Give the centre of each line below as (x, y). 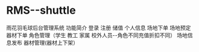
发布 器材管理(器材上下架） (45, 42)
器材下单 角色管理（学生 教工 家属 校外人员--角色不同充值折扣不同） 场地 (97, 35)
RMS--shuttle (41, 10)
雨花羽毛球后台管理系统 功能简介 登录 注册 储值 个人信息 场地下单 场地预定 (99, 27)
